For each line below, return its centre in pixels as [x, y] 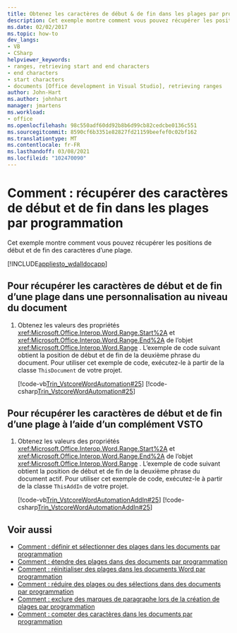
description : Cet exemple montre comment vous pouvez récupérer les [110, 20]
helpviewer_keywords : [39, 60]
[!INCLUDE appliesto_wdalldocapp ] [57, 264]
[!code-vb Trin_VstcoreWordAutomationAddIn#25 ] [89, 500]
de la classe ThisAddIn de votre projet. [73, 486]
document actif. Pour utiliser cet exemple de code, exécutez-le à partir [120, 479]
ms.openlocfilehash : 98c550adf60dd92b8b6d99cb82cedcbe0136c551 [102, 125]
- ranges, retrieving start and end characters [79, 66]
